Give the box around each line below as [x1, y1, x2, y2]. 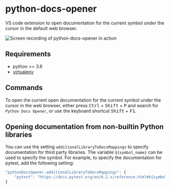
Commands [5, 83, 43, 92]
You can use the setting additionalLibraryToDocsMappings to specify [5, 144, 149, 150]
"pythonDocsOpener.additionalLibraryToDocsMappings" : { [5, 170, 126, 175]
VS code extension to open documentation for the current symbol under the [5, 20, 164, 26]
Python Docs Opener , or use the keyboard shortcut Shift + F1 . [5, 108, 136, 114]
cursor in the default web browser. [5, 25, 78, 31]
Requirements [5, 50, 51, 58]
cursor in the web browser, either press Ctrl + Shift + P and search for [5, 102, 159, 108]
